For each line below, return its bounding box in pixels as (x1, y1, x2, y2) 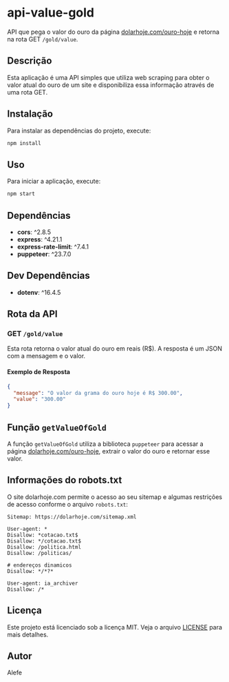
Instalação (7, 108, 54, 120)
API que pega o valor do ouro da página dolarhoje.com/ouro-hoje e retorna (7, 28, 220, 36)
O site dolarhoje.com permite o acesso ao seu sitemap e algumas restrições (7, 492, 222, 501)
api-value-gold (7, 5, 95, 21)
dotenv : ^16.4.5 (17, 288, 61, 296)
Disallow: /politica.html (7, 543, 81, 550)
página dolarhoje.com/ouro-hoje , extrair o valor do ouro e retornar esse (7, 447, 210, 455)
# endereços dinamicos (7, 561, 72, 569)
